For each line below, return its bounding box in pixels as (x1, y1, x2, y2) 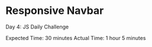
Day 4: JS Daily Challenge (5, 23, 69, 30)
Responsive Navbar (5, 4, 104, 17)
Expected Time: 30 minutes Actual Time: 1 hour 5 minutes (5, 34, 146, 41)
